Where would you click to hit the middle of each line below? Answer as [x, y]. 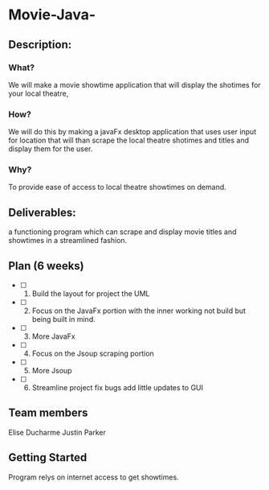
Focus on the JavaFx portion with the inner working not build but [139, 311]
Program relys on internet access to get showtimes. [94, 477]
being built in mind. [63, 319]
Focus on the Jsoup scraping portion [93, 354]
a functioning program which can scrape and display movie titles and [122, 232]
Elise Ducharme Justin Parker [57, 432]
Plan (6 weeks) [46, 266]
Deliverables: [42, 212]
